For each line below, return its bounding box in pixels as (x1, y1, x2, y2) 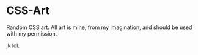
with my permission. (6, 30, 57, 37)
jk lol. (6, 42, 20, 49)
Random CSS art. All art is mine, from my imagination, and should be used (6, 24, 193, 31)
